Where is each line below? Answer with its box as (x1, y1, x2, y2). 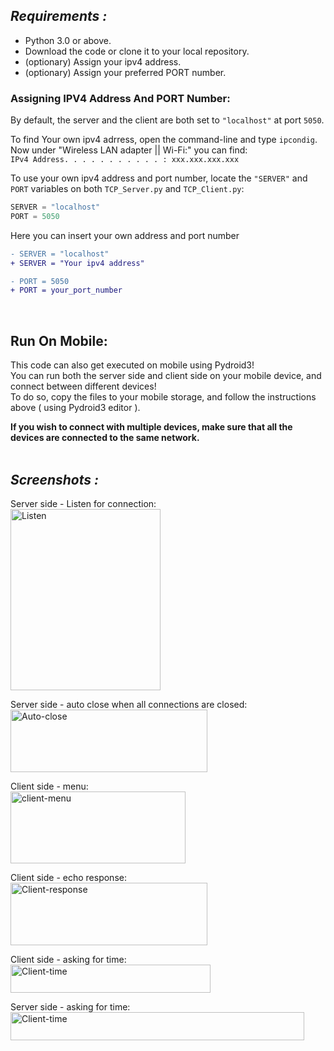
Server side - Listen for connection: (10, 497, 157, 509)
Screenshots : (10, 471, 99, 488)
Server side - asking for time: (10, 1000, 131, 1013)
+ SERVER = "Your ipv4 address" (10, 258, 145, 268)
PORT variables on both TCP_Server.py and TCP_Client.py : (10, 183, 245, 195)
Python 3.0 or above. (24, 34, 112, 46)
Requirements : (10, 8, 108, 25)
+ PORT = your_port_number (10, 285, 123, 296)
